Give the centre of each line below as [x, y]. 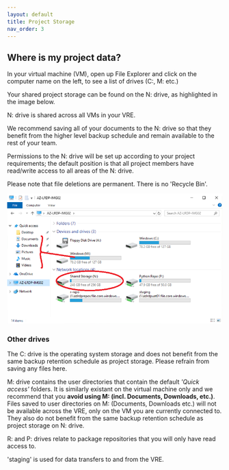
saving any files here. [37, 369]
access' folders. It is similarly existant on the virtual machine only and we [110, 389]
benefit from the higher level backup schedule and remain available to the [111, 136]
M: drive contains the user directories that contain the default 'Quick [103, 382]
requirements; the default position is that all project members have [100, 164]
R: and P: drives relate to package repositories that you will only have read [111, 439]
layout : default [30, 14]
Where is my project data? [64, 57]
